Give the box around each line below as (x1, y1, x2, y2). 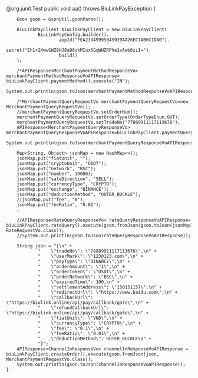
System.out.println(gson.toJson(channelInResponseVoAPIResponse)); (16, 362, 186, 367)
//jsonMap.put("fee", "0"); (16, 197, 85, 203)
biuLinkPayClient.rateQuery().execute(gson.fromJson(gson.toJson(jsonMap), (6, 223, 196, 228)
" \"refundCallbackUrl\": (37, 305, 110, 311)
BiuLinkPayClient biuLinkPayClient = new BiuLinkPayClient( (16, 26, 167, 32)
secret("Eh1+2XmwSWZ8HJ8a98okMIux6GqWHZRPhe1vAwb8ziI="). (6, 47, 151, 53)
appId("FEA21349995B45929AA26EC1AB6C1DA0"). (58, 37, 170, 43)
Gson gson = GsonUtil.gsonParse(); (16, 16, 104, 22)
